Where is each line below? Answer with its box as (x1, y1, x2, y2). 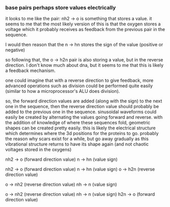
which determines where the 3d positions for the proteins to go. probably (5, 130, 159, 136)
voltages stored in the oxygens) (5, 147, 72, 153)
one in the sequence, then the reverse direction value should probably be (5, 103, 159, 110)
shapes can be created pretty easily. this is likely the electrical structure (5, 125, 156, 131)
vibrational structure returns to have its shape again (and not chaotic (5, 141, 149, 147)
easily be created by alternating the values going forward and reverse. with (5, 114, 163, 120)
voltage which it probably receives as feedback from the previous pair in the (5, 26, 165, 32)
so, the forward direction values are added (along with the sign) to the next (5, 98, 162, 104)
